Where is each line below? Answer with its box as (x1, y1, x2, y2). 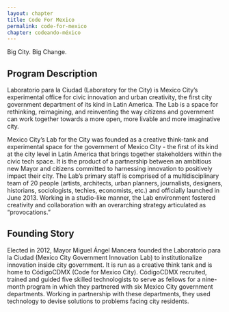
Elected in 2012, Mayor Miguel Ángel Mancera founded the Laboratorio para (7, 246, 221, 254)
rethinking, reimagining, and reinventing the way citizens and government (7, 107, 214, 116)
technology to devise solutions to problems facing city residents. (7, 297, 189, 305)
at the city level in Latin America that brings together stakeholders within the (7, 150, 222, 158)
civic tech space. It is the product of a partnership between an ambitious (7, 157, 212, 166)
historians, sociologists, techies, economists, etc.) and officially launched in (7, 186, 220, 195)
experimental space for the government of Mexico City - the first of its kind (7, 143, 219, 151)
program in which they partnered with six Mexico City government (26, 282, 213, 291)
